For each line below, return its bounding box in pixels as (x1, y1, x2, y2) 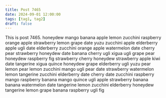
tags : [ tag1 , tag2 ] (5, 16, 46, 21)
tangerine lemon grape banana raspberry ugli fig (5, 87, 105, 93)
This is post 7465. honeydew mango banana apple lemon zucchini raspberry (5, 35, 162, 41)
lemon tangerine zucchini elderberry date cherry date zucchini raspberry (5, 71, 155, 77)
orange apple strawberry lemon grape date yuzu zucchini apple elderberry (5, 40, 158, 46)
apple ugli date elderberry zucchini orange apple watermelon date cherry (5, 45, 155, 51)
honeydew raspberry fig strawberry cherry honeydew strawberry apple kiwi (5, 55, 161, 62)
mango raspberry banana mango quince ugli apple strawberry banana (5, 77, 149, 83)
